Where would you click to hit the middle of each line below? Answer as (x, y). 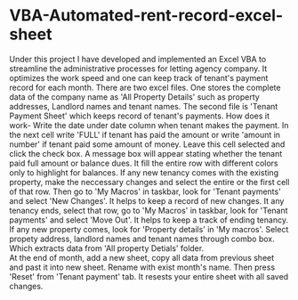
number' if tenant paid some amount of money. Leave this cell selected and (147, 144)
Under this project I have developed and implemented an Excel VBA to (138, 59)
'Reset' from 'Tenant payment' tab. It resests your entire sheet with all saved (149, 276)
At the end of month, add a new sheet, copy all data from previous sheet (142, 257)
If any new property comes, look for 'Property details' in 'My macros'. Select (149, 229)
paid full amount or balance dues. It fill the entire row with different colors (144, 163)
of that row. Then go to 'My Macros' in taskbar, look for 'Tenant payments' (145, 191)
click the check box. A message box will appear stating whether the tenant (146, 153)
